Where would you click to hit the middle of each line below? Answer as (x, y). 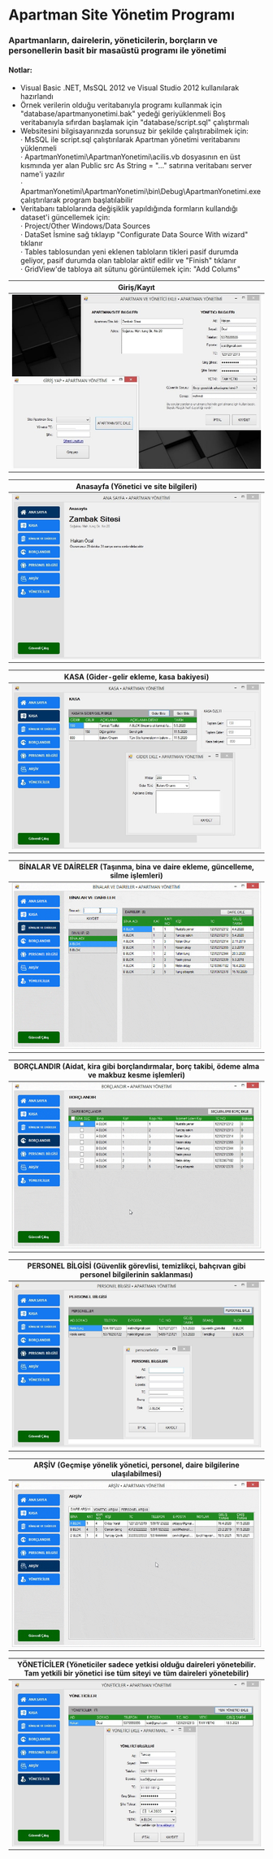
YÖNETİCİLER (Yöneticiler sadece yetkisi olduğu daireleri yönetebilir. (136, 1665)
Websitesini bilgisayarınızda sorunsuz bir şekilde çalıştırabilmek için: (134, 131)
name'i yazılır (42, 174)
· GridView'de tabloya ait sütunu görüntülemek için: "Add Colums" (130, 269)
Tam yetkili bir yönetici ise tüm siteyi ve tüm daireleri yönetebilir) (136, 1673)
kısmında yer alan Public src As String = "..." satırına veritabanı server (136, 166)
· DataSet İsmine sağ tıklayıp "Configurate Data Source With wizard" (134, 235)
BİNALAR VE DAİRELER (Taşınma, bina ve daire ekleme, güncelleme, (136, 867)
